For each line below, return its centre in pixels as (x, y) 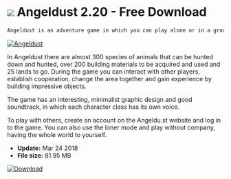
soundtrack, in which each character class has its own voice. (93, 107)
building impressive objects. (47, 86)
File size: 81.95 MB (44, 155)
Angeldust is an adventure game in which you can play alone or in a (109, 30)
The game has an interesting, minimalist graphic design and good (100, 99)
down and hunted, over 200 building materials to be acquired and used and (114, 64)
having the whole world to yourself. (57, 134)
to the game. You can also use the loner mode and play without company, (111, 127)
